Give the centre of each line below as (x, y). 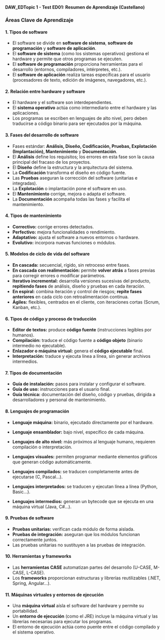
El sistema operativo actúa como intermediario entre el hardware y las (84, 108)
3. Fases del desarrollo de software (42, 135)
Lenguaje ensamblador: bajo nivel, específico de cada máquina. (78, 432)
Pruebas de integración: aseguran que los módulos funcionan (76, 534)
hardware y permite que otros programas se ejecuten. (67, 59)
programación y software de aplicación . (54, 48)
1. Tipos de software (27, 32)
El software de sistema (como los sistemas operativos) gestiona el (81, 54)
